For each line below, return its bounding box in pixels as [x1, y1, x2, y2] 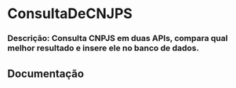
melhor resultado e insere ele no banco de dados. [7, 42, 199, 53]
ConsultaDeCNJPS [7, 5, 133, 23]
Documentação [7, 67, 84, 80]
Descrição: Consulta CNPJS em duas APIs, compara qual [7, 33, 228, 44]
